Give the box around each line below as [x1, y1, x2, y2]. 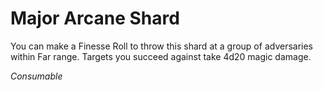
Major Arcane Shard [10, 7, 180, 30]
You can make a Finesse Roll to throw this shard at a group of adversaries [10, 40, 314, 52]
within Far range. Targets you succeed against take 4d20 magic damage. [10, 50, 312, 62]
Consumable [10, 70, 63, 82]
